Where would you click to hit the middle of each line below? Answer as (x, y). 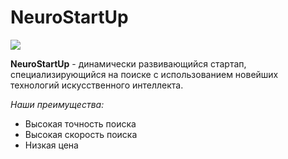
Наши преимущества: (57, 104)
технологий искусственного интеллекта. (97, 85)
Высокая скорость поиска (81, 134)
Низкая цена (51, 145)
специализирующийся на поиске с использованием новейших (144, 74)
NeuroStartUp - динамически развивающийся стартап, (128, 63)
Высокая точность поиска (80, 123)
